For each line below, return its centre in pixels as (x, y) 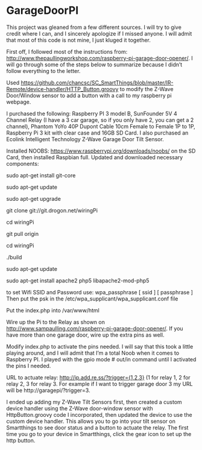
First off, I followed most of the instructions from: (67, 51)
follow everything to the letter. (43, 71)
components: (23, 163)
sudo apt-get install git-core (41, 175)
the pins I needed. (29, 366)
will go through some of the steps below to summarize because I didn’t (94, 65)
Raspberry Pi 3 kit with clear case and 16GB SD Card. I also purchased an (97, 133)
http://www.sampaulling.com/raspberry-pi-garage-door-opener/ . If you (95, 328)
